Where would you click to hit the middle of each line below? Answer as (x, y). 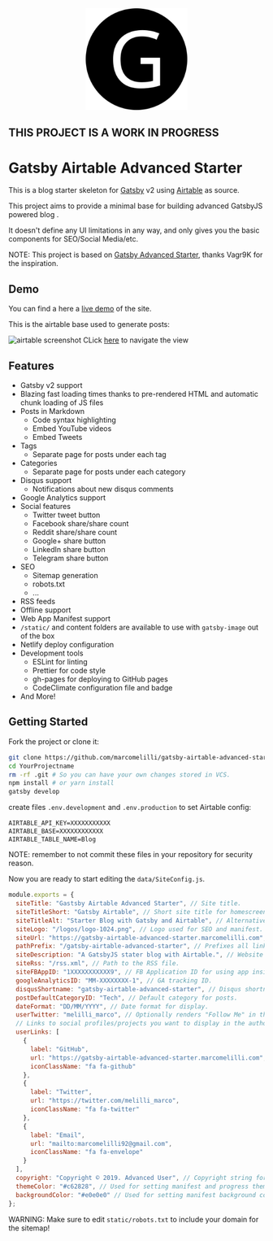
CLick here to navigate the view (136, 340)
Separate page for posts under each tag (99, 454)
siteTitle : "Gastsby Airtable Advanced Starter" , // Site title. (129, 904)
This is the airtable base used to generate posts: (89, 324)
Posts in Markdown (52, 411)
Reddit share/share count (75, 532)
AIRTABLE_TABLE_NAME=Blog (52, 840)
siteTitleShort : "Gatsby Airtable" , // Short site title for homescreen (141, 912)
